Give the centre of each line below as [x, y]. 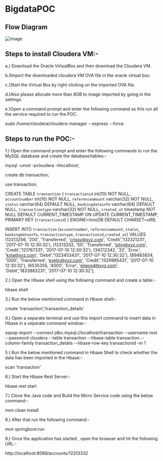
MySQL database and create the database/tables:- [56, 156]
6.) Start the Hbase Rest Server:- [38, 377]
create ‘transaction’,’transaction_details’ [45, 308]
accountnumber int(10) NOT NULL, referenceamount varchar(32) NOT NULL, [79, 199]
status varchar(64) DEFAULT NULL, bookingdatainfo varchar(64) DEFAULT [80, 204]
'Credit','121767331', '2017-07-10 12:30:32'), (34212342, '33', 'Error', [73, 250]
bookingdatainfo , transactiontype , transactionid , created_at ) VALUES [75, 234]
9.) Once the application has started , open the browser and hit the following [81, 439]
